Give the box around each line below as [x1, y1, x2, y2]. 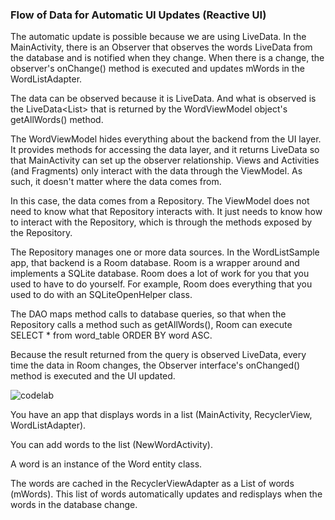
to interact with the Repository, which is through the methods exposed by [10, 216, 313, 228]
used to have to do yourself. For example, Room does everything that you [10, 278, 313, 290]
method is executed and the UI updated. [10, 370, 176, 382]
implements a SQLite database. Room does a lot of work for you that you [10, 268, 310, 280]
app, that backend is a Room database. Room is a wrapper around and [10, 257, 300, 269]
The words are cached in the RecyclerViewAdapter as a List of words [10, 478, 295, 490]
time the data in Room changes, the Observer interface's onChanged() [10, 359, 301, 372]
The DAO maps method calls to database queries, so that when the [10, 308, 287, 320]
